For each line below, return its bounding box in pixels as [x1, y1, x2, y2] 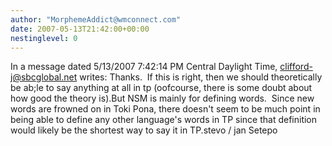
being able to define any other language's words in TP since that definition [10, 114, 318, 126]
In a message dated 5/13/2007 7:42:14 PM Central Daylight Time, [10, 61, 278, 73]
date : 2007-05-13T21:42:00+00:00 [10, 24, 150, 34]
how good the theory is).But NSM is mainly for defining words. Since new [10, 92, 315, 105]
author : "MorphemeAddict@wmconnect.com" [10, 14, 182, 25]
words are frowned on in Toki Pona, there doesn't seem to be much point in [10, 103, 321, 115]
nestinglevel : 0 [10, 33, 78, 43]
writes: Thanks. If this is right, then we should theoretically [79, 71, 323, 83]
